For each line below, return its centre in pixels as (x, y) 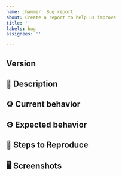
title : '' (19, 23)
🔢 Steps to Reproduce (47, 145)
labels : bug (21, 28)
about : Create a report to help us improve (61, 17)
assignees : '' (24, 34)
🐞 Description (32, 84)
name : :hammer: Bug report (40, 12)
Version (21, 63)
